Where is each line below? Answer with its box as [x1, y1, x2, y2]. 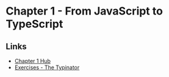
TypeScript [5, 17, 63, 31]
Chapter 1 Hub [14, 58, 51, 64]
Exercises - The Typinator [14, 64, 80, 71]
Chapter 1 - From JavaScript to [5, 4, 163, 18]
